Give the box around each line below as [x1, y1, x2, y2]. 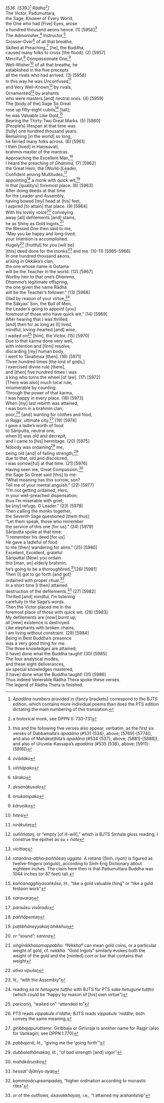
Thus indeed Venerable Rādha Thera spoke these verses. [5, 677, 121, 683]
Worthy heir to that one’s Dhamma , [5, 274, 76, 280]
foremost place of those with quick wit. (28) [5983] [5, 609, 108, 615]
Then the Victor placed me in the [5, 604, 72, 610]
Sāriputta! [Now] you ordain [5, 555, 61, 561]
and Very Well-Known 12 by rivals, [5, 83, 73, 90]
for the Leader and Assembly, [5, 193, 65, 198]
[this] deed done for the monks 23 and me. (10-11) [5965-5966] [5, 247, 131, 254]
